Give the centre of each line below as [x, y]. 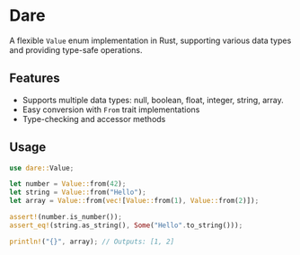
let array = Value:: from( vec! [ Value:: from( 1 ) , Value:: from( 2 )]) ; [134, 201]
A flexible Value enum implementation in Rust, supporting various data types [150, 40]
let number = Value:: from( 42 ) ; [68, 184]
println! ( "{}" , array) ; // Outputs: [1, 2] [92, 242]
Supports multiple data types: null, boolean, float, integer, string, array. [153, 100]
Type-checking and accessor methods [94, 119]
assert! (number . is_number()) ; [66, 217]
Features [35, 79]
